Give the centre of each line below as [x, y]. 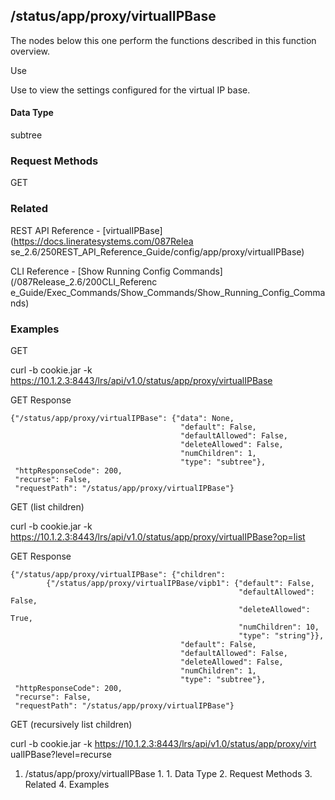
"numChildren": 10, [279, 627]
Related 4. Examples [67, 784]
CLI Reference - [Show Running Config [90, 271]
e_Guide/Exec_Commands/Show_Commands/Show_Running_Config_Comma [168, 292]
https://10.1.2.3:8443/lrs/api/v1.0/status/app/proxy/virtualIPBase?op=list [158, 536]
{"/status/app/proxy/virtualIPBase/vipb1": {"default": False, [180, 583]
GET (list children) [47, 506]
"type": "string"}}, [281, 635]
